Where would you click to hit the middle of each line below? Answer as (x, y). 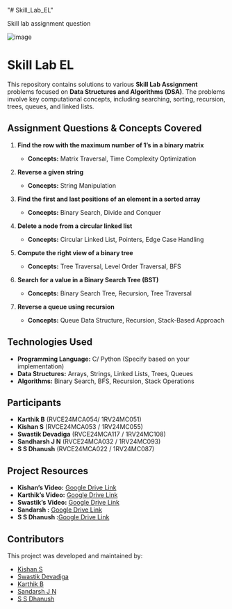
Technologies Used (50, 342)
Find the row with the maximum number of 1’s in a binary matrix (110, 145)
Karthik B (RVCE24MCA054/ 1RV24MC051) (80, 419)
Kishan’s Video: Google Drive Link (67, 488)
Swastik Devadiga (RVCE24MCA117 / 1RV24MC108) (92, 435)
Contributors (36, 539)
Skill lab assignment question (49, 23)
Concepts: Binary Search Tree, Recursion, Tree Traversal (110, 293)
